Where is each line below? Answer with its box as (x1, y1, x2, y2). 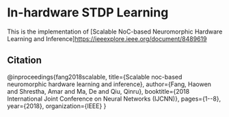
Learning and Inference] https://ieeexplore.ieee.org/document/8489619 (7, 34, 207, 42)
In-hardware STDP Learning (7, 5, 169, 21)
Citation (7, 55, 42, 66)
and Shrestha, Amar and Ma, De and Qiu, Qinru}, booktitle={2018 (7, 87, 190, 95)
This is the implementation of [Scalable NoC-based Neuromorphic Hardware (7, 27, 223, 36)
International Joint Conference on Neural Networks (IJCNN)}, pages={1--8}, (7, 94, 221, 103)
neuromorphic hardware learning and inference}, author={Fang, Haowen (7, 80, 212, 88)
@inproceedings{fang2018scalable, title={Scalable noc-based (7, 73, 183, 81)
